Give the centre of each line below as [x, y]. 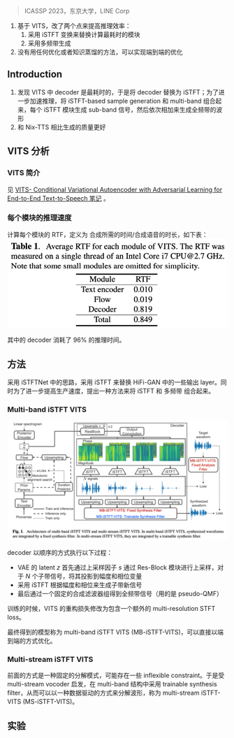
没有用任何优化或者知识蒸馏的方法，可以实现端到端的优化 [100, 52]
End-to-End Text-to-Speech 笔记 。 [58, 198]
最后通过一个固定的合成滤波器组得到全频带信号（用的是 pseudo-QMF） [120, 594]
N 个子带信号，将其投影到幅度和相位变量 [84, 577]
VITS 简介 [24, 173]
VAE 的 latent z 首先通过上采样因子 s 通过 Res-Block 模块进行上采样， [117, 567]
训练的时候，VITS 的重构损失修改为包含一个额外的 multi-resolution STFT [111, 609]
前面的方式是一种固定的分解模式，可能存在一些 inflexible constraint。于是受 [116, 675]
